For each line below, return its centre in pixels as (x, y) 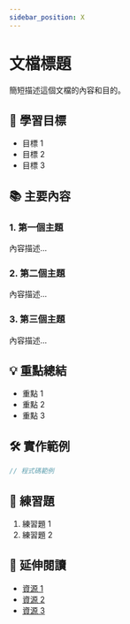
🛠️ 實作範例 (40, 446)
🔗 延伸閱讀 (38, 565)
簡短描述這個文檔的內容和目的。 (67, 90)
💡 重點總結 (38, 371)
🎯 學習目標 (38, 120)
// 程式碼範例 (32, 471)
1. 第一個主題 (36, 227)
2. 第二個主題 (37, 273)
